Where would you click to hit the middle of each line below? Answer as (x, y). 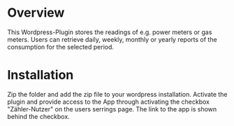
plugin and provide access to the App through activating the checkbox (108, 102)
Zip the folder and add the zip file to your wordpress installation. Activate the (118, 94)
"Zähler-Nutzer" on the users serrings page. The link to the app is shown (112, 109)
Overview (36, 13)
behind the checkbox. (38, 116)
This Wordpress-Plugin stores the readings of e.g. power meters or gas (110, 32)
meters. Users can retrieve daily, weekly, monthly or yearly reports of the (112, 39)
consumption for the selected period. (60, 47)
